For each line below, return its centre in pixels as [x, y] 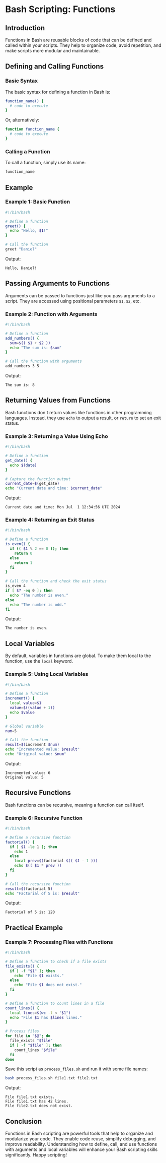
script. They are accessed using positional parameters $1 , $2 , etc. [73, 301]
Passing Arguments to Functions [57, 283]
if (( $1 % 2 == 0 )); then [39, 549]
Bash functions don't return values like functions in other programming [78, 412]
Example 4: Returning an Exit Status [50, 520]
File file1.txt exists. [30, 1097]
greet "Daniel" [21, 249]
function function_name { [32, 130]
